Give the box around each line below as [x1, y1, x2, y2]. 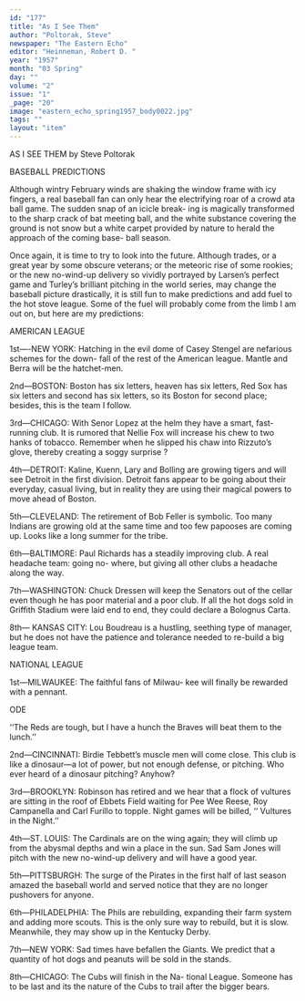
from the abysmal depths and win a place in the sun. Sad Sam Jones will [9, 842, 281, 853]
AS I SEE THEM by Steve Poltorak [9, 149, 136, 160]
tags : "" [9, 115, 43, 124]
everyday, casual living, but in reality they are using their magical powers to [9, 484, 292, 494]
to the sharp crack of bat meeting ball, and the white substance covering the [9, 213, 297, 223]
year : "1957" [9, 56, 59, 65]
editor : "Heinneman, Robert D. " [9, 47, 137, 57]
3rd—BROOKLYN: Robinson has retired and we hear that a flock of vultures [9, 786, 291, 797]
